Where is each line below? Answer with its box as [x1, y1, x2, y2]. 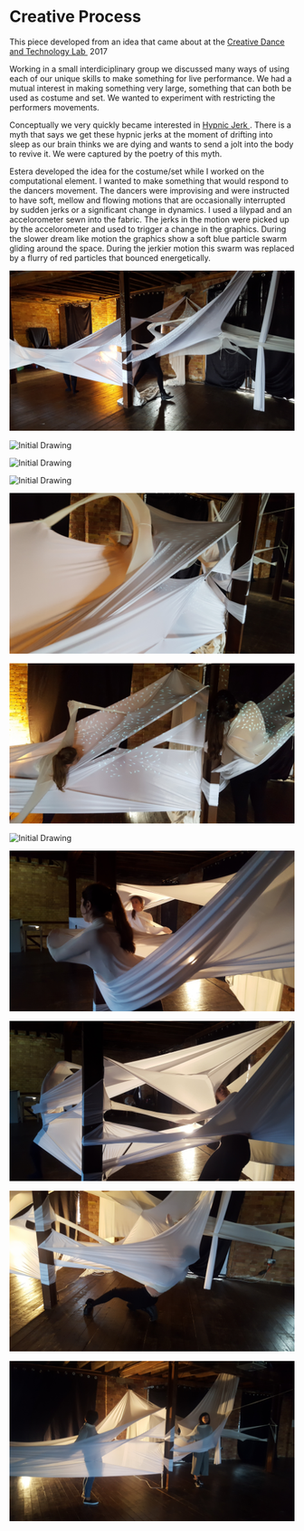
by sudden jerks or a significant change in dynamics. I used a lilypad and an [9, 204, 292, 215]
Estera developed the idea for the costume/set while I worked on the [9, 166, 265, 177]
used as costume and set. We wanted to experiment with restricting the [9, 92, 276, 103]
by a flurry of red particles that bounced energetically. [9, 252, 211, 263]
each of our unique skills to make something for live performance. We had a [9, 72, 292, 83]
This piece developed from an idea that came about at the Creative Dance [9, 36, 285, 47]
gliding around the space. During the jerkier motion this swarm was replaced [9, 243, 295, 254]
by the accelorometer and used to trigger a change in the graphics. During [9, 224, 287, 234]
